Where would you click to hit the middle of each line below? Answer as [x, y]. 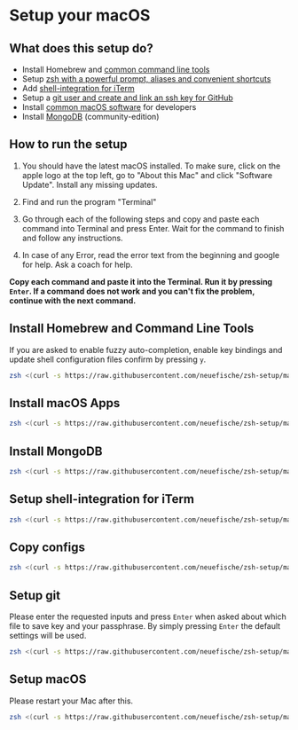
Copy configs [47, 547]
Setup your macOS [80, 16]
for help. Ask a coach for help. [77, 264]
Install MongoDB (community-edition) [90, 117]
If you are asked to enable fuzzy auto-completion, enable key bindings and [146, 349]
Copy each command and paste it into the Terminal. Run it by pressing [141, 281]
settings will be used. [48, 636]
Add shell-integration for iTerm [78, 88]
